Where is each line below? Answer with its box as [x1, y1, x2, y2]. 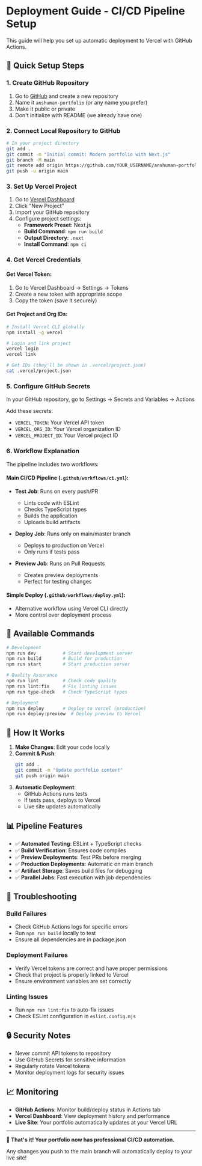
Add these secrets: [6, 407, 53, 415]
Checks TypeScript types [23, 505, 87, 513]
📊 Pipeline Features [6, 821, 83, 831]
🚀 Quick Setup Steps [6, 61, 85, 71]
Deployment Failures [6, 951, 68, 959]
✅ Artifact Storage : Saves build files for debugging [14, 867, 142, 874]
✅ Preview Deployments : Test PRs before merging [14, 853, 141, 861]
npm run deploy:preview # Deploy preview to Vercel [6, 711, 141, 717]
